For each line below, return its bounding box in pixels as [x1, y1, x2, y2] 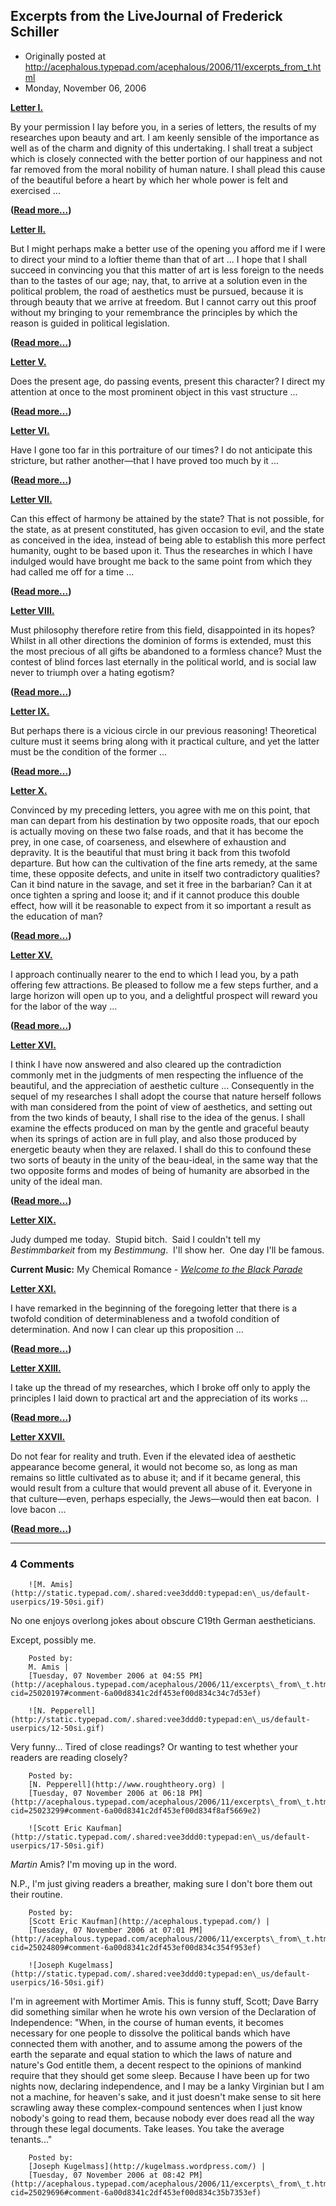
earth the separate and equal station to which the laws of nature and [10, 2049, 292, 2061]
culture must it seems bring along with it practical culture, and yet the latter [10, 735, 320, 747]
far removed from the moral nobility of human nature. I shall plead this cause [10, 163, 326, 175]
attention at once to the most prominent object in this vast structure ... [10, 385, 298, 398]
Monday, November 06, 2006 [24, 82, 147, 94]
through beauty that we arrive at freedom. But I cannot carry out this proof [10, 295, 317, 308]
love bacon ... [10, 1503, 67, 1515]
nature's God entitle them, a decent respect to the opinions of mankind [10, 2059, 302, 2071]
